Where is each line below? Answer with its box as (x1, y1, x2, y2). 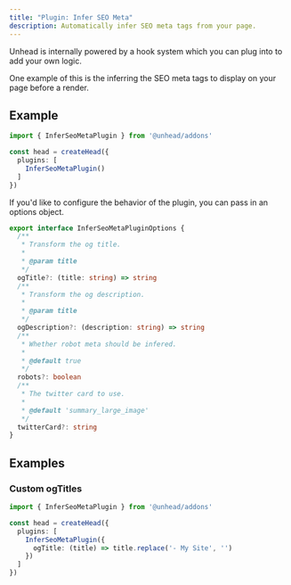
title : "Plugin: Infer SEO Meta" (9, 12, 133, 22)
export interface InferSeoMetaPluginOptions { (9, 224, 185, 233)
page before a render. (9, 82, 89, 93)
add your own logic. (9, 55, 83, 66)
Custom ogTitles (9, 482, 83, 495)
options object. (9, 206, 65, 217)
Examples (9, 456, 65, 471)
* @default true (20, 356, 82, 366)
